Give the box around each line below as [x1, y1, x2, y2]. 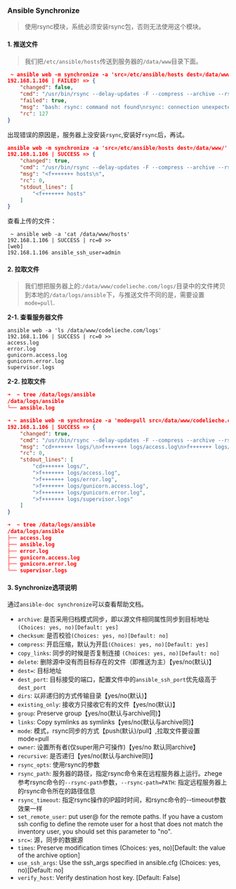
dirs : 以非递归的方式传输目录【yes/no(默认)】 [17, 691, 151, 700]
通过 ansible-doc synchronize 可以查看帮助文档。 [7, 600, 147, 608]
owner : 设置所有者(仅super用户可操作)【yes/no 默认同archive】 [17, 743, 199, 751]
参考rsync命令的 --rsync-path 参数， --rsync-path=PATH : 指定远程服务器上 [17, 778, 228, 786]
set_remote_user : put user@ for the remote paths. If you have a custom [17, 812, 223, 821]
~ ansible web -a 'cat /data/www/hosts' [10, 231, 131, 238]
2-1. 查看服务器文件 [7, 313, 63, 321]
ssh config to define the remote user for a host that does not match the [17, 820, 223, 829]
